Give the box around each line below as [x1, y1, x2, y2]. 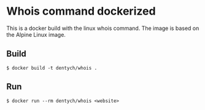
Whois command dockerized [6, 4, 156, 18]
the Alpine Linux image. [6, 31, 66, 38]
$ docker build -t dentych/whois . [6, 65, 98, 71]
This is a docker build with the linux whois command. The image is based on [6, 24, 199, 32]
